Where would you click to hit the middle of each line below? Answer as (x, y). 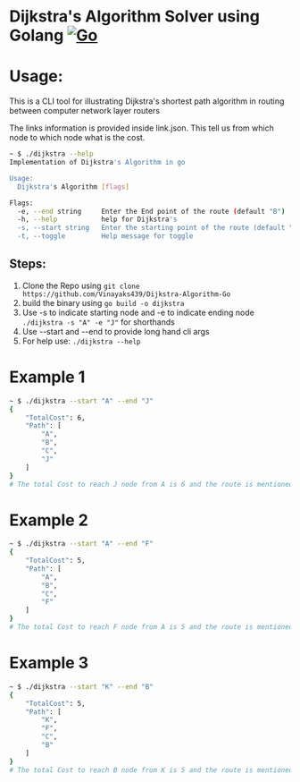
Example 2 (49, 520)
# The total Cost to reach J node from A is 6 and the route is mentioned (151, 484)
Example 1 (47, 377)
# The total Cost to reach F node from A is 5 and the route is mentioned (151, 627)
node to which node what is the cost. (77, 138)
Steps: (28, 264)
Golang (37, 35)
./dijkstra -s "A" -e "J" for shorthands (99, 322)
